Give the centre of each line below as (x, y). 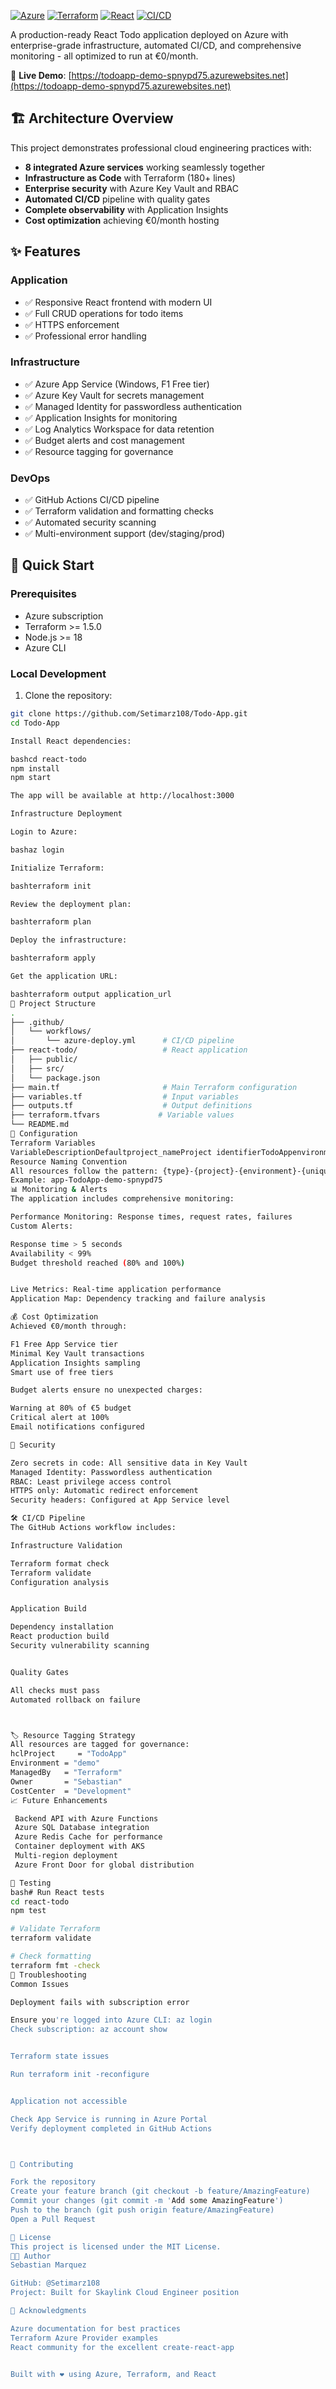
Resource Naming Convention (69, 1161)
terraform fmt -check (55, 1965)
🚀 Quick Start (52, 565)
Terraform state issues (60, 2056)
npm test (28, 1911)
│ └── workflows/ (51, 1031)
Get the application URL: (64, 976)
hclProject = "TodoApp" (69, 1754)
